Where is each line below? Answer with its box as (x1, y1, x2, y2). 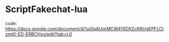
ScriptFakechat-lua (5, 4, 88, 15)
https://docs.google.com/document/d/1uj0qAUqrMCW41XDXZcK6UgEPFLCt (5, 25, 164, 31)
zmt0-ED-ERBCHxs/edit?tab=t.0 (5, 31, 72, 37)
